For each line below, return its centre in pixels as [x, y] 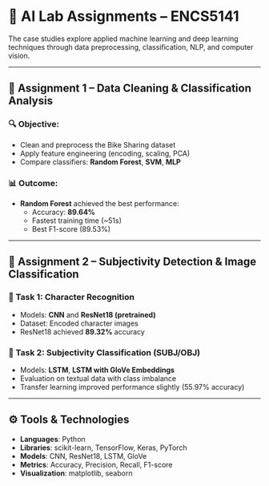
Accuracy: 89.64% [64, 212]
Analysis [31, 101]
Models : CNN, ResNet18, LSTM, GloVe [83, 456]
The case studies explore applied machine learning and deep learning [123, 38]
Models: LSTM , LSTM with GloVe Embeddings [97, 370]
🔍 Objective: [34, 124]
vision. [19, 55]
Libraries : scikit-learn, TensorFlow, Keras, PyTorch [103, 448]
